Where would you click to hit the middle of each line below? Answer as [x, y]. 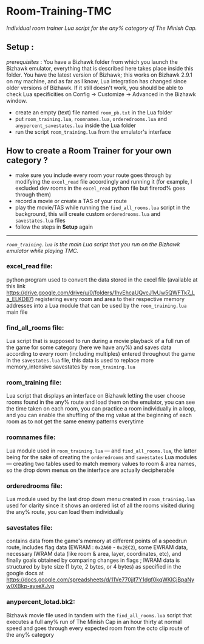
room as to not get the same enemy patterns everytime [75, 421]
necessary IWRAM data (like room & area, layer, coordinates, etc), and [94, 554]
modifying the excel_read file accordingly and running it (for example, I [104, 181]
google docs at [25, 573]
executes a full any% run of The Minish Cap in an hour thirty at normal [94, 621]
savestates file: [29, 527]
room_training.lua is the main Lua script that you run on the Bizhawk [93, 244]
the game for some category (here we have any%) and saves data [89, 347]
